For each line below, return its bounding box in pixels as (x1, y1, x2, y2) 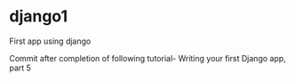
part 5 (9, 62, 31, 73)
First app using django (9, 36, 92, 46)
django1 (9, 6, 68, 27)
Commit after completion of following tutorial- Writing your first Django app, (9, 53, 286, 63)
